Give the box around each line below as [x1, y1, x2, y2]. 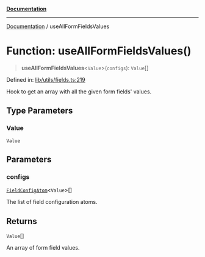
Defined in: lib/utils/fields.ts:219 [6, 76, 85, 83]
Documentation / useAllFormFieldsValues [6, 23, 110, 30]
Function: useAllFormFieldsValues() [6, 44, 192, 58]
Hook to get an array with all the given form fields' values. [6, 88, 152, 95]
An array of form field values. [6, 244, 80, 252]
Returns [6, 216, 38, 226]
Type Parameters [6, 106, 73, 116]
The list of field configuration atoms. [6, 198, 98, 206]
